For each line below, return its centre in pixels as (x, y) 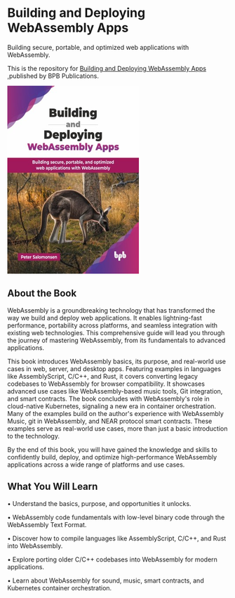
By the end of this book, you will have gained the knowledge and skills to (112, 449)
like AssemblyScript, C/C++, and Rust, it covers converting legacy (103, 376)
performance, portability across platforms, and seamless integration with (113, 325)
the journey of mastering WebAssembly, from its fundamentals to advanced (116, 340)
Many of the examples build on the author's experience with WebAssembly (116, 413)
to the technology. (33, 436)
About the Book (42, 293)
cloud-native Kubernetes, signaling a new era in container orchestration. (112, 406)
